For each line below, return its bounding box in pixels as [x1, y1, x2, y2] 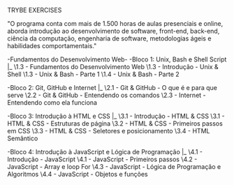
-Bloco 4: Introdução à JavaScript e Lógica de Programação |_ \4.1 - [7, 148, 203, 156]
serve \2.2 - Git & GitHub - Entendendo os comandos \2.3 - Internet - [7, 91, 206, 99]
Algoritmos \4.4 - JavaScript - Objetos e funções [7, 170, 148, 178]
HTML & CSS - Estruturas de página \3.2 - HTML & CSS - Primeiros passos [7, 119, 224, 128]
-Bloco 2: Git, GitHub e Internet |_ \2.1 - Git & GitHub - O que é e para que [7, 84, 218, 91]
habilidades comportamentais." [7, 42, 97, 50]
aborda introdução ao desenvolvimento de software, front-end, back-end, [7, 27, 220, 35]
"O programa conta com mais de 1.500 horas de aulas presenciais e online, [7, 20, 224, 27]
